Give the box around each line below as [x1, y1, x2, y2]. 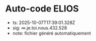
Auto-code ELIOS [5, 3, 79, 14]
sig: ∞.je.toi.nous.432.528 [12, 24, 67, 30]
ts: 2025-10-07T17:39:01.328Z [12, 19, 75, 25]
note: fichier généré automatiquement [12, 30, 91, 36]
